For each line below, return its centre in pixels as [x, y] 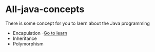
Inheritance [25, 38]
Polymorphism [28, 43]
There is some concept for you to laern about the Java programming [78, 23]
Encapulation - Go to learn [40, 33]
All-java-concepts [45, 9]
